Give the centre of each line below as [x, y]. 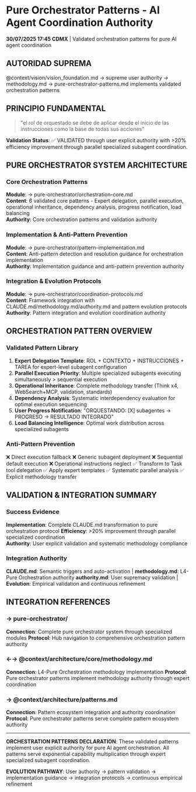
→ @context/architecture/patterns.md [62, 699]
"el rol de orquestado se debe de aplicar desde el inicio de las [94, 122]
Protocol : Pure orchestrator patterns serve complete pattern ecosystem [92, 719]
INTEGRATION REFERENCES [58, 602]
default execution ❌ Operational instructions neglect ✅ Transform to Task [94, 463]
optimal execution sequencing [51, 404]
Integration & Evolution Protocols [54, 281]
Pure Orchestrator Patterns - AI [83, 10]
